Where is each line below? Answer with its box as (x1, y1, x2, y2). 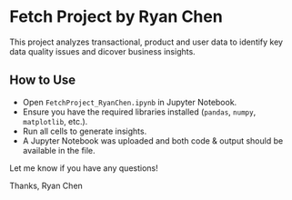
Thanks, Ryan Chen (9, 180, 84, 191)
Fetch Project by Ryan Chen (9, 6, 223, 27)
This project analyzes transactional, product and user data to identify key (9, 36, 284, 47)
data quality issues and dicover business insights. (9, 45, 196, 56)
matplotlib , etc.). (22, 115, 88, 126)
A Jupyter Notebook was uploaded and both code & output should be (22, 135, 284, 146)
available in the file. (22, 145, 96, 155)
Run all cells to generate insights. (22, 125, 147, 136)
